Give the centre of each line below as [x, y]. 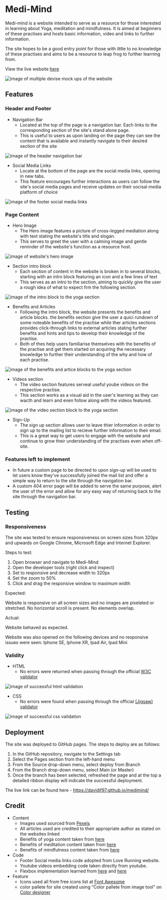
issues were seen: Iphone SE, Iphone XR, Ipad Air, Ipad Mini [66, 642]
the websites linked [40, 834]
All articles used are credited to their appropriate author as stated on [90, 829]
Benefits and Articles [34, 306]
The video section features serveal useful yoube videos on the [84, 384]
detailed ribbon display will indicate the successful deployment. [78, 781]
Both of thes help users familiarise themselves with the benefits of [88, 344]
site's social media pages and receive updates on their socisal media [90, 186]
